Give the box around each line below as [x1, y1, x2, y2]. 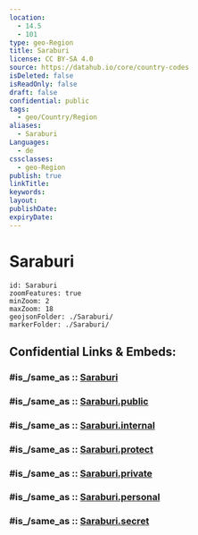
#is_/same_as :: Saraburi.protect [9, 443, 153, 455]
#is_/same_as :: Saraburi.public [9, 395, 149, 407]
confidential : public [9, 96, 90, 106]
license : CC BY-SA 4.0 [9, 55, 94, 64]
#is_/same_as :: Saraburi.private [9, 467, 153, 480]
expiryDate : [9, 212, 54, 222]
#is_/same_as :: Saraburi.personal [9, 491, 161, 504]
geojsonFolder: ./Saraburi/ [9, 312, 114, 321]
